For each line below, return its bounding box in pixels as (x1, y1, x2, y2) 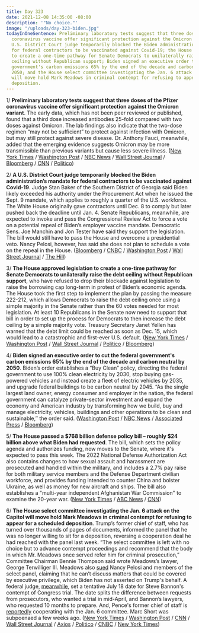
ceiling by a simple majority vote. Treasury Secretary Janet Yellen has (6, 322, 176, 328)
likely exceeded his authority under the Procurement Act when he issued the (6, 190, 193, 197)
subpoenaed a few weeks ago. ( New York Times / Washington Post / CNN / (6, 615, 190, 621)
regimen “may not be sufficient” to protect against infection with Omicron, (6, 128, 187, 135)
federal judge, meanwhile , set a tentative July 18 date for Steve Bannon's (6, 583, 184, 590)
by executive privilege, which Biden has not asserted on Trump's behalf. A (6, 577, 188, 583)
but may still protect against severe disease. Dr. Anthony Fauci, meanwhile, (6, 135, 190, 141)
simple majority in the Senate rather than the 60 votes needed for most (6, 303, 179, 309)
